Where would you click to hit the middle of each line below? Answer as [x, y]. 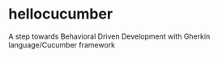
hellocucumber [61, 14]
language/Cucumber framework [62, 44]
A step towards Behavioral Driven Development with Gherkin [109, 36]
